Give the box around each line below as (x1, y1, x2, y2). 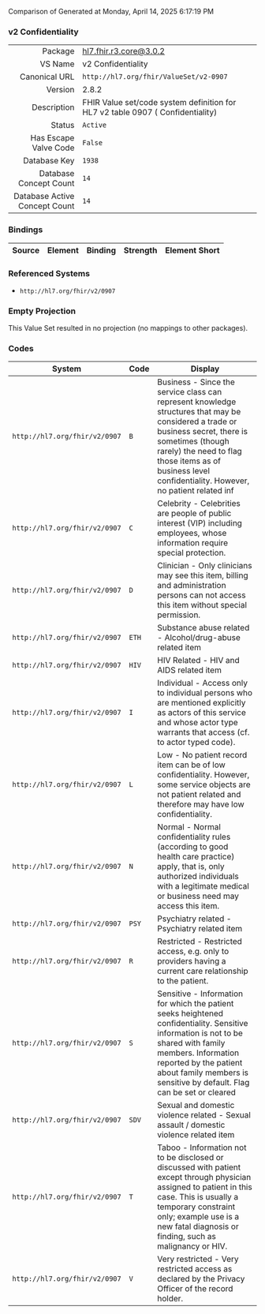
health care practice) (157, 852, 235, 863)
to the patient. (157, 975, 209, 986)
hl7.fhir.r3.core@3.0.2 (82, 46, 166, 57)
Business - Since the (157, 376, 235, 387)
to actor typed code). (157, 737, 236, 748)
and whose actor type (157, 717, 238, 728)
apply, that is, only (157, 861, 225, 872)
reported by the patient (157, 1058, 243, 1069)
